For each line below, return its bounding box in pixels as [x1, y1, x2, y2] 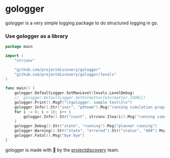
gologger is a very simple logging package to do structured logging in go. [5, 20, 158, 26]
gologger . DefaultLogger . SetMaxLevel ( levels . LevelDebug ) [14, 90, 135, 96]
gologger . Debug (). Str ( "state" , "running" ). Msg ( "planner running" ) [14, 123, 157, 129]
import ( [5, 53, 24, 58]
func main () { [5, 86, 35, 91]
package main [5, 44, 33, 49]
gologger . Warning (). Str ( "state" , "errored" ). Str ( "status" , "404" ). [14, 128, 159, 134]
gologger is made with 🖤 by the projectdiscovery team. [5, 147, 120, 153]
